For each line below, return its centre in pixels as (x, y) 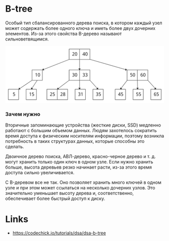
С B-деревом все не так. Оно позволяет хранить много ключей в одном (83, 182)
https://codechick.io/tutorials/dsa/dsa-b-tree (59, 233)
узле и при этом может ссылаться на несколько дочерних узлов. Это (80, 188)
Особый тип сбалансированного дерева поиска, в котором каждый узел (84, 23)
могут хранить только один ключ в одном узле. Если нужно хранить (79, 162)
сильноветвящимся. (27, 39)
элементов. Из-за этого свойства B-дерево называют (64, 33)
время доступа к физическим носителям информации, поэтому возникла (85, 136)
